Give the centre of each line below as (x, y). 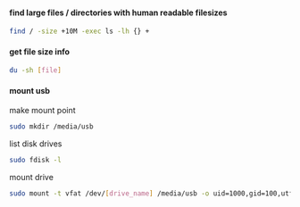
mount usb (30, 90)
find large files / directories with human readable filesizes (118, 12)
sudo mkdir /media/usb (51, 127)
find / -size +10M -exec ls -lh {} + (79, 31)
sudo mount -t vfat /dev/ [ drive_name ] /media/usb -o (109, 194)
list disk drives (36, 144)
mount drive (31, 178)
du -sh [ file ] (36, 70)
